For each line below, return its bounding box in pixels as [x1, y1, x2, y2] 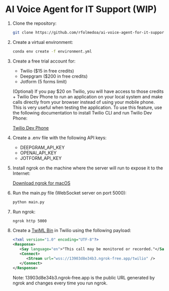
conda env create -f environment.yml [12, 49, 92, 54]
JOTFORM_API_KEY [20, 155, 62, 161]
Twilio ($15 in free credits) [20, 68, 74, 74]
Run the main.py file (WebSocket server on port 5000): [12, 190, 127, 196]
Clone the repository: [12, 20, 57, 26]
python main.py [12, 199, 45, 205]
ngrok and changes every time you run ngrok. [12, 280, 108, 286]
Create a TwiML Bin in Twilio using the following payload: [12, 227, 131, 234]
